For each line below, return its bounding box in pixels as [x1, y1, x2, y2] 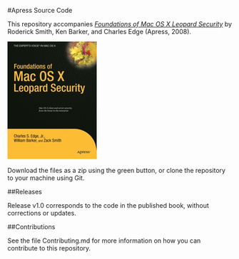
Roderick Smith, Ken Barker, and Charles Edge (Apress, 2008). [7, 28, 191, 36]
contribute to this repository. [7, 244, 91, 252]
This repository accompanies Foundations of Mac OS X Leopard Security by [7, 20, 233, 28]
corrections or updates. [7, 209, 76, 217]
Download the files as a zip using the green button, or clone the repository [7, 166, 226, 174]
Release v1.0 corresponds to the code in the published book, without [7, 201, 209, 209]
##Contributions [7, 223, 56, 231]
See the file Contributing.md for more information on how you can [7, 236, 201, 245]
